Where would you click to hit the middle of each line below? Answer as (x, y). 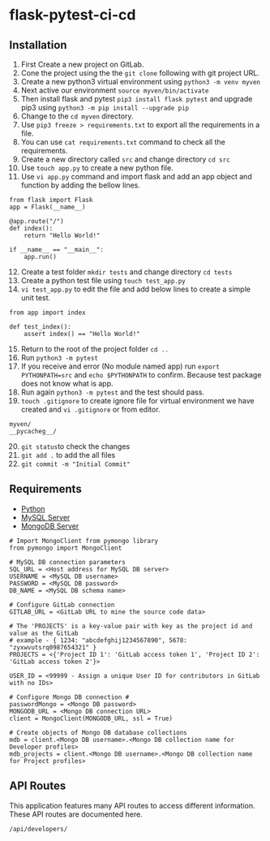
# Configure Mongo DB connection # (69, 697)
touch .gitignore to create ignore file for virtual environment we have (137, 401)
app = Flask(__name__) (47, 207)
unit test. (36, 298)
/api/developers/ (39, 829)
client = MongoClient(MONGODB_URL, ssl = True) (91, 718)
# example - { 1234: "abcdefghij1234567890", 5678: (98, 640)
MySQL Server (45, 517)
